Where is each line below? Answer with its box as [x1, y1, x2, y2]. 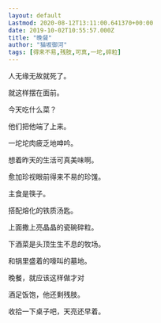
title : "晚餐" [8, 33, 53, 42]
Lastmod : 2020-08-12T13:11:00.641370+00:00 [8, 19, 154, 27]
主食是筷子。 [8, 189, 50, 198]
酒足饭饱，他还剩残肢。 [8, 290, 84, 299]
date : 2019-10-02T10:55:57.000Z [8, 26, 114, 34]
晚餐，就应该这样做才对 [8, 273, 84, 282]
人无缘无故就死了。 [8, 71, 71, 80]
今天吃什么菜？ [8, 104, 57, 114]
